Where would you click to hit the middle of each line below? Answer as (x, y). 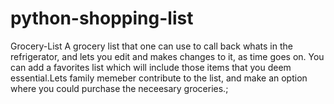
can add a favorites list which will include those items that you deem (151, 67)
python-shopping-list (102, 18)
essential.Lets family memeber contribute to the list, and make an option (159, 78)
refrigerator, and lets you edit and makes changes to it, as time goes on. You (167, 56)
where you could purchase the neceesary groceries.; (119, 88)
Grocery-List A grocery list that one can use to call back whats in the (151, 46)
